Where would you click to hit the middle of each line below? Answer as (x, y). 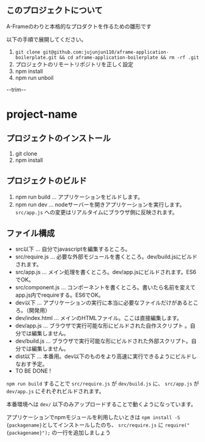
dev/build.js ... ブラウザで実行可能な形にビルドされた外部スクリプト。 (103, 341)
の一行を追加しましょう (81, 433)
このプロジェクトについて (54, 10)
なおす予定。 (31, 364)
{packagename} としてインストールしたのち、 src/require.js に (85, 425)
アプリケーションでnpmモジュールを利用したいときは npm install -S (93, 417)
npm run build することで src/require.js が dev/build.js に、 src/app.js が (103, 384)
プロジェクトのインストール (59, 138)
